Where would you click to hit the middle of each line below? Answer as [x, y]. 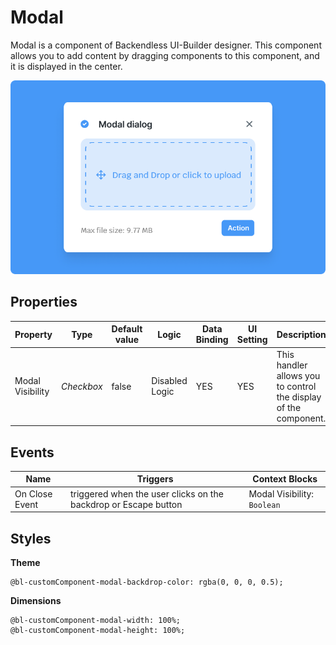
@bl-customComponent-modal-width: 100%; [96, 621]
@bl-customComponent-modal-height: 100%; [98, 631]
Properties [44, 302]
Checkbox [82, 386]
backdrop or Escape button [126, 504]
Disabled [169, 381]
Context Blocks [285, 479]
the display [299, 397]
